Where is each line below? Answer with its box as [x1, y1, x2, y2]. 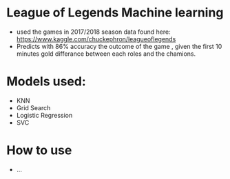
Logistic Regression [16, 111, 73, 119]
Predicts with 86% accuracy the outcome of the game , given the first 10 [16, 42, 222, 50]
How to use [6, 143, 72, 158]
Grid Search [16, 103, 51, 112]
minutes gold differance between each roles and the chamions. [16, 50, 196, 58]
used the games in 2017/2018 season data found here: [16, 28, 171, 36]
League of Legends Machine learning [6, 5, 224, 21]
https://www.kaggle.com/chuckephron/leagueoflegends [16, 34, 176, 43]
